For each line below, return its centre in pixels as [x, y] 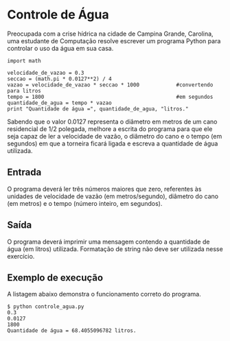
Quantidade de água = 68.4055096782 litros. [72, 331]
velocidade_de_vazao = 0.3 [46, 73]
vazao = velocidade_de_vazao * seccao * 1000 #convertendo [110, 85]
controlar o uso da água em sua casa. [60, 48]
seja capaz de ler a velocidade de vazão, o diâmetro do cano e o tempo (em [115, 136]
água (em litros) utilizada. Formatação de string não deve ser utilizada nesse [115, 249]
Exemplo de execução [55, 278]
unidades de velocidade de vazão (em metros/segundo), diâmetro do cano [113, 196]
